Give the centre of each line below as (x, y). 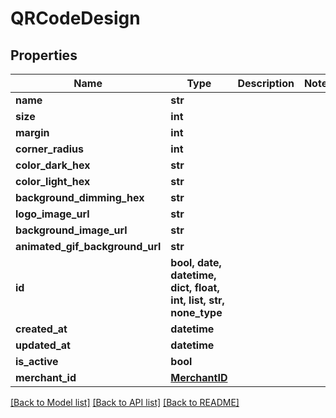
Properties (44, 55)
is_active (37, 361)
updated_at (43, 345)
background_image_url (71, 230)
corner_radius (49, 149)
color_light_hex (53, 181)
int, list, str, (197, 300)
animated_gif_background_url (88, 246)
